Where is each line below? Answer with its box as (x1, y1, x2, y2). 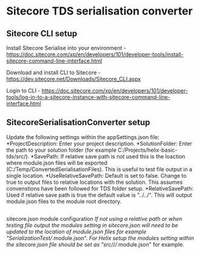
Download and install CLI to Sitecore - (6, 69, 101, 76)
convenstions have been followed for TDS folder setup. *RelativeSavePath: (6, 184, 194, 192)
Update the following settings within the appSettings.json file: (6, 133, 159, 140)
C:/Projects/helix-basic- (118, 146, 178, 154)
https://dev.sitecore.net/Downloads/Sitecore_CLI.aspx (6, 76, 141, 82)
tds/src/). (6, 152, 30, 160)
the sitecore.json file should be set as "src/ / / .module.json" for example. (6, 241, 185, 249)
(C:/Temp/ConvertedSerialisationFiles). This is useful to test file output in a (6, 165, 193, 173)
